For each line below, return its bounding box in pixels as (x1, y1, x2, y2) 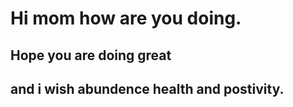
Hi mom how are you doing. (10, 7, 242, 30)
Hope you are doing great (10, 47, 172, 64)
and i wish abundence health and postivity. (10, 80, 285, 97)
